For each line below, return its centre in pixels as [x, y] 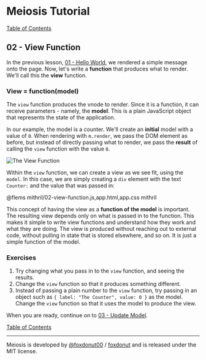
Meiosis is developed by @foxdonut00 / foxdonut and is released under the [101, 345]
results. [25, 277]
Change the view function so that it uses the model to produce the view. [105, 304]
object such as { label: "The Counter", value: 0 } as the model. [99, 297]
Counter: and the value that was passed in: [60, 186]
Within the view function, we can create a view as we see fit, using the [95, 173]
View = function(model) [43, 91]
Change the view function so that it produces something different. [98, 284]
